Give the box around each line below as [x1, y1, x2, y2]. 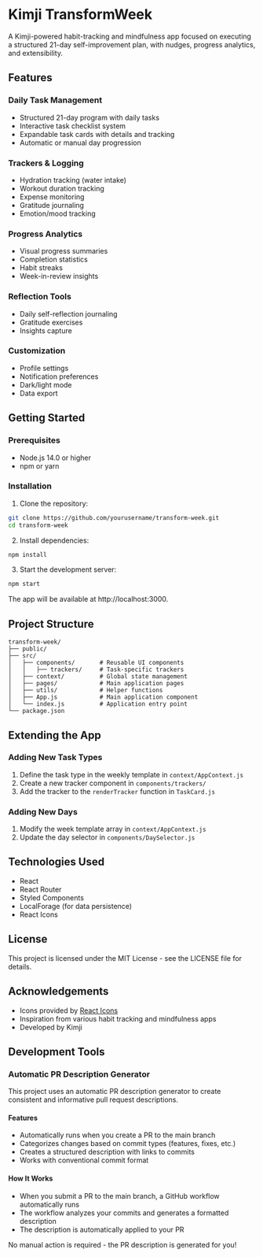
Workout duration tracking [19, 184, 104, 193]
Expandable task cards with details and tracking [19, 129, 175, 139]
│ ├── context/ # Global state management [8, 673, 188, 680]
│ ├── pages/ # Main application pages [8, 680, 184, 688]
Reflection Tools [8, 291, 72, 302]
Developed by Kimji [19, 1022, 82, 1032]
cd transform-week [8, 521, 68, 529]
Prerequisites [8, 435, 60, 446]
